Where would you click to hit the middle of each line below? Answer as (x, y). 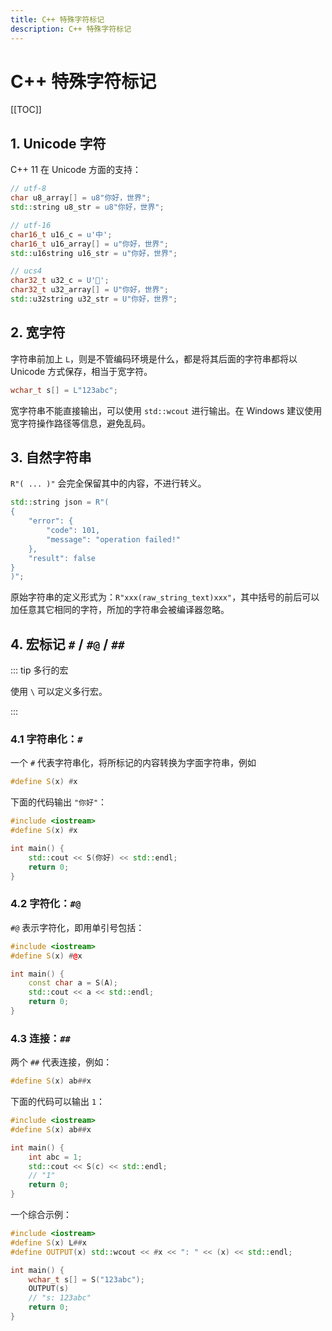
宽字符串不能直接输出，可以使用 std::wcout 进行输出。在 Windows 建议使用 (166, 410)
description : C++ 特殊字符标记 (71, 29)
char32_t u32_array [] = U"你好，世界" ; (89, 290)
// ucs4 (26, 271)
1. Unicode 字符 (58, 143)
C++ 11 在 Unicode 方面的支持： (76, 170)
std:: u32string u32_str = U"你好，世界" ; (94, 299)
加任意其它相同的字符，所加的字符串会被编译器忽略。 (120, 610)
